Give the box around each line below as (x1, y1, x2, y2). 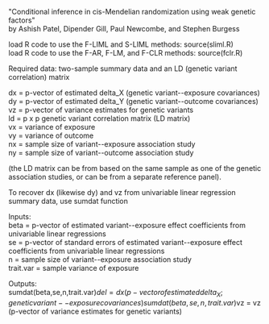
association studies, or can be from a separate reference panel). (8, 172, 221, 181)
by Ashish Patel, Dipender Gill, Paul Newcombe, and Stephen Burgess (8, 24, 240, 33)
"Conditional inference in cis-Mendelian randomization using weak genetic (8, 7, 256, 16)
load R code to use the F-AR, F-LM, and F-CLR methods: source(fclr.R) (8, 48, 243, 57)
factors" (8, 15, 35, 25)
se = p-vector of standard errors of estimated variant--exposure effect (8, 238, 243, 247)
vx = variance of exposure (8, 123, 96, 131)
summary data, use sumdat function (8, 197, 129, 206)
